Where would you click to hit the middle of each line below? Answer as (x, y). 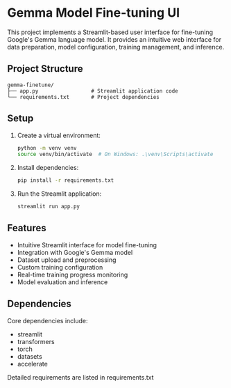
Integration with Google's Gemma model (75, 252)
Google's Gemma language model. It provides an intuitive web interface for (114, 39)
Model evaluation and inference (62, 282)
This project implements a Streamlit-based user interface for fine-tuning (110, 32)
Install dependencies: (48, 168)
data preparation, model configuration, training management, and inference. (116, 47)
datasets (30, 356)
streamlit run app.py (48, 207)
